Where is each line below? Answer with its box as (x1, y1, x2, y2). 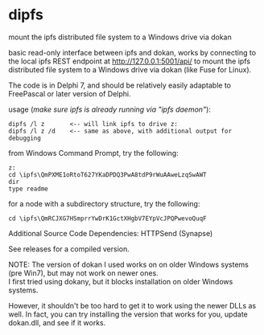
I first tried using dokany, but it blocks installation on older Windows (8, 276, 233, 286)
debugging (8, 134, 42, 142)
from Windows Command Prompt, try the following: (8, 148, 179, 157)
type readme (8, 185, 48, 193)
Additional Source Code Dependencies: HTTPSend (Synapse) (8, 228, 213, 238)
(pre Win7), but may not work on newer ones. (8, 268, 159, 278)
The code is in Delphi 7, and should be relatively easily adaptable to (8, 80, 232, 90)
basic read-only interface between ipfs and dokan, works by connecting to (8, 47, 256, 57)
